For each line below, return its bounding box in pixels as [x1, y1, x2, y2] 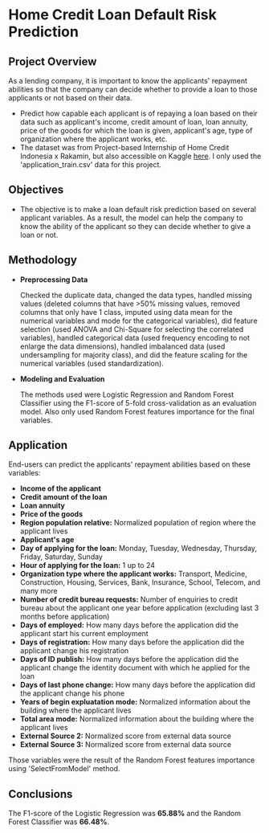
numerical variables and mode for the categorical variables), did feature [19, 316, 259, 325]
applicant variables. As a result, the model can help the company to [19, 213, 243, 223]
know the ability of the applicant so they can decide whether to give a [19, 221, 251, 231]
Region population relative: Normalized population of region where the [19, 518, 256, 528]
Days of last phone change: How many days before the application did [19, 680, 255, 690]
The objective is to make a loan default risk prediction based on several [19, 204, 257, 214]
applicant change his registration [19, 646, 129, 655]
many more [19, 586, 58, 596]
